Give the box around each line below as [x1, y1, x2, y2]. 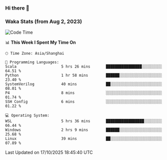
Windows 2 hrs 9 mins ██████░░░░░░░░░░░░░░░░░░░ [5, 127, 162, 132]
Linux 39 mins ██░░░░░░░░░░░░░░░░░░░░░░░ [5, 136, 162, 141]
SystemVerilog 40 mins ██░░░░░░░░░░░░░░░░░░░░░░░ [5, 82, 162, 87]
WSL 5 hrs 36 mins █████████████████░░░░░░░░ [5, 119, 162, 124]
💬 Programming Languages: [5, 60, 59, 65]
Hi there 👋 [5, 5, 30, 12]
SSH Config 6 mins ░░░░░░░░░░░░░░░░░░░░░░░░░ [5, 99, 162, 104]
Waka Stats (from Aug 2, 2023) [5, 18, 82, 25]
